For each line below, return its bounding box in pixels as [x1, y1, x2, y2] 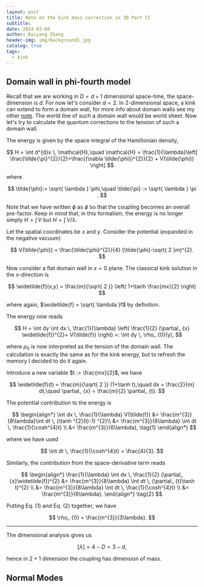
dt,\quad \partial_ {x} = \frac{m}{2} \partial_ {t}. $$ [38, 387, 166, 395]
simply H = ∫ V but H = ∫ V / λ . [6, 217, 78, 224]
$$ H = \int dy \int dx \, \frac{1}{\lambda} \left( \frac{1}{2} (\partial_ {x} [14, 325, 190, 332]
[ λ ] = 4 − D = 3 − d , [77, 543, 127, 551]
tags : [6, 49, 20, 55]
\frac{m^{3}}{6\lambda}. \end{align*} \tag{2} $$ [41, 490, 163, 498]
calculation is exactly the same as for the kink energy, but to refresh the [6, 351, 186, 358]
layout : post [6, 9, 39, 15]
